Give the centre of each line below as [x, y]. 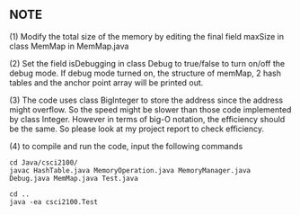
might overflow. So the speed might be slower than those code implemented [150, 109]
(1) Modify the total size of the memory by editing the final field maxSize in [147, 36]
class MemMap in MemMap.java [69, 46]
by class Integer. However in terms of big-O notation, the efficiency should [147, 119]
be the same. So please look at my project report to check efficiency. [137, 129]
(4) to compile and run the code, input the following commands [126, 146]
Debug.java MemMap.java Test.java [74, 178]
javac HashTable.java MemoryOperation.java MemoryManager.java [130, 170]
